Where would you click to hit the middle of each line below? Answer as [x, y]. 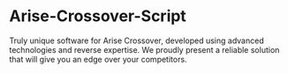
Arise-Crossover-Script [98, 16]
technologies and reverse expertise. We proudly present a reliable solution [144, 49]
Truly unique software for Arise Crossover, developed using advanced [136, 40]
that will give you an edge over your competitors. [98, 59]
